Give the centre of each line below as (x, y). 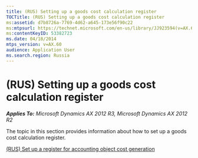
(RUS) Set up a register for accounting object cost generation (80, 149)
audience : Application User (41, 50)
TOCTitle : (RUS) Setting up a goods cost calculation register (85, 17)
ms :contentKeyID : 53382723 (39, 34)
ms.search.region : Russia (38, 55)
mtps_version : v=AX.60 (34, 45)
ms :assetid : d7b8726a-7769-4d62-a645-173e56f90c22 (70, 22)
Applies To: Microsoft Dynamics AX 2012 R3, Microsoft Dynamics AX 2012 (97, 113)
